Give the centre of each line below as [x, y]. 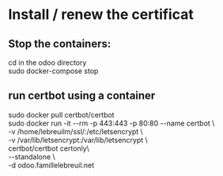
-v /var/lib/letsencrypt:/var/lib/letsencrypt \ [78, 140]
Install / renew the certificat [101, 15]
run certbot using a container [82, 96]
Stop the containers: [60, 44]
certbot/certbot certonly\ [49, 148]
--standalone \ [32, 156]
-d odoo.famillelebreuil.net [51, 165]
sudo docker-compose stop [53, 71]
